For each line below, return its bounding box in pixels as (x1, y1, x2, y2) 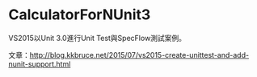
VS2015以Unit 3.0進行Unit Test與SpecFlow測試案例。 (8, 33, 187, 43)
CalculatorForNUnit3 (8, 6, 151, 24)
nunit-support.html (8, 59, 71, 69)
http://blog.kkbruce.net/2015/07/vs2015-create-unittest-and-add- (29, 50, 249, 59)
